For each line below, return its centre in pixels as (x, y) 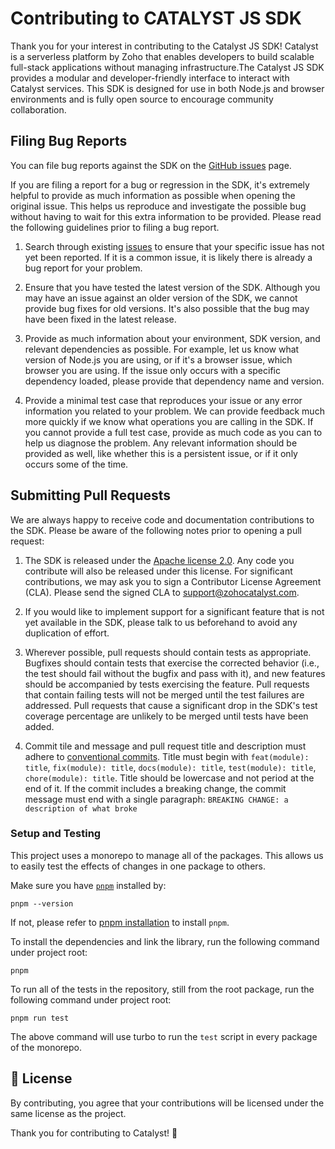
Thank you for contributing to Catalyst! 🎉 (94, 1133)
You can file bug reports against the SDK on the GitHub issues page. (151, 165)
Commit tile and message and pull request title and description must (165, 746)
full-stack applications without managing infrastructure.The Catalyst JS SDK (167, 67)
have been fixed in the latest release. (100, 319)
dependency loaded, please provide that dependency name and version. (174, 381)
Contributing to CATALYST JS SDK (156, 18)
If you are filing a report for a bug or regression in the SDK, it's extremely (160, 184)
